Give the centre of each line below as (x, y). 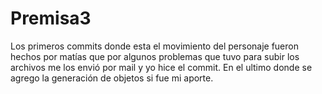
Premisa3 (51, 18)
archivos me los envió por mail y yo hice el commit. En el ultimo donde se (161, 67)
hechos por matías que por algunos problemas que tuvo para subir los (155, 56)
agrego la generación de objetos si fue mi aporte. (112, 78)
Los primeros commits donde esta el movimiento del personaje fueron (154, 46)
